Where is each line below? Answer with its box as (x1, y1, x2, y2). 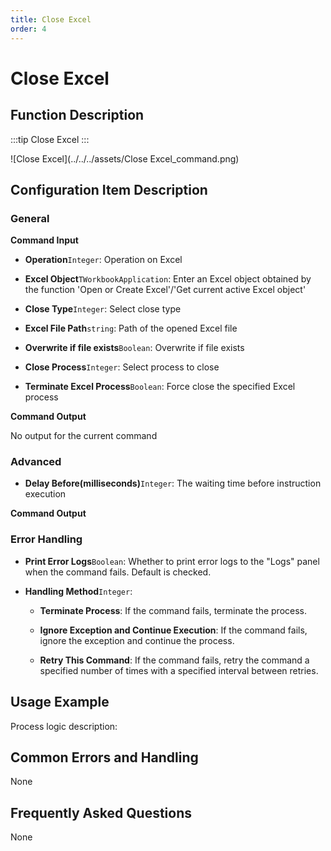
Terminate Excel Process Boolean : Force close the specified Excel (24, 381, 296, 393)
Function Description (10, 107, 145, 124)
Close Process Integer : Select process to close (24, 361, 220, 373)
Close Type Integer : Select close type (24, 303, 182, 315)
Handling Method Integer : (24, 585, 133, 597)
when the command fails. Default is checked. (24, 566, 212, 578)
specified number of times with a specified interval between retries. (39, 664, 319, 676)
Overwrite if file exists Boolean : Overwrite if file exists (24, 342, 245, 354)
